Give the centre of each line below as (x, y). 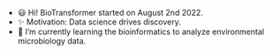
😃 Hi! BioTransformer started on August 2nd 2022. (110, 13)
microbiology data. (52, 41)
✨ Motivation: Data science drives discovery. (99, 22)
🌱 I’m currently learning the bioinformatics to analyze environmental (141, 31)
